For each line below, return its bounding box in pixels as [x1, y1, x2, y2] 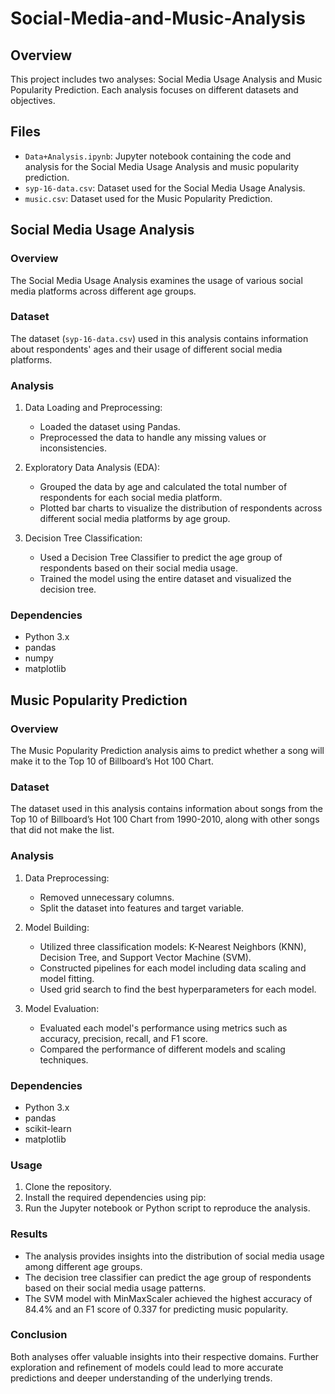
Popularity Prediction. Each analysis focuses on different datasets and [10, 84, 299, 96]
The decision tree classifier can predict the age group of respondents [24, 1271, 312, 1283]
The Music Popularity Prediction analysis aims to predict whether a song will [10, 745, 325, 757]
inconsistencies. [39, 442, 107, 454]
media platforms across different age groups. [10, 285, 197, 297]
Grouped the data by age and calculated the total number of [39, 481, 288, 493]
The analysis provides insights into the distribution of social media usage [24, 1250, 325, 1262]
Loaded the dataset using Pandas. [39, 421, 181, 433]
